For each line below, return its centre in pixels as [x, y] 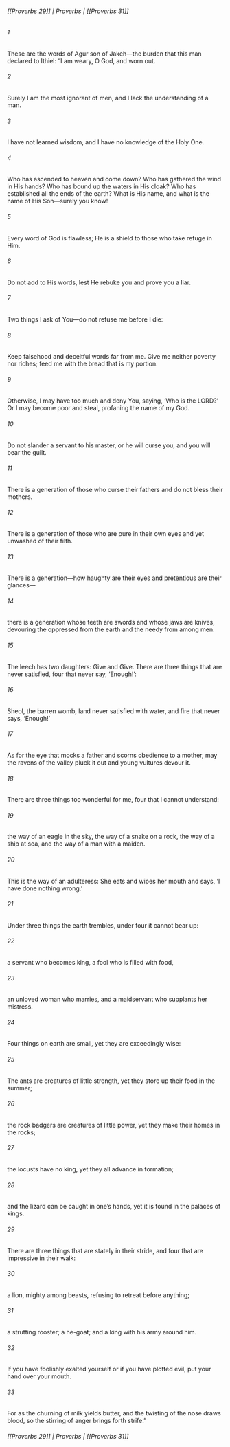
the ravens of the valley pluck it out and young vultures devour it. [99, 763]
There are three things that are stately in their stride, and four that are [105, 1250]
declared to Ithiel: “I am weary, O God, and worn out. [81, 60]
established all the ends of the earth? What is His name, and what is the [108, 194]
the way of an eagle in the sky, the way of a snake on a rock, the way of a [111, 837]
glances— [21, 585]
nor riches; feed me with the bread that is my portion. [82, 364]
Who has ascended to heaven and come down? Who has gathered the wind [114, 179]
